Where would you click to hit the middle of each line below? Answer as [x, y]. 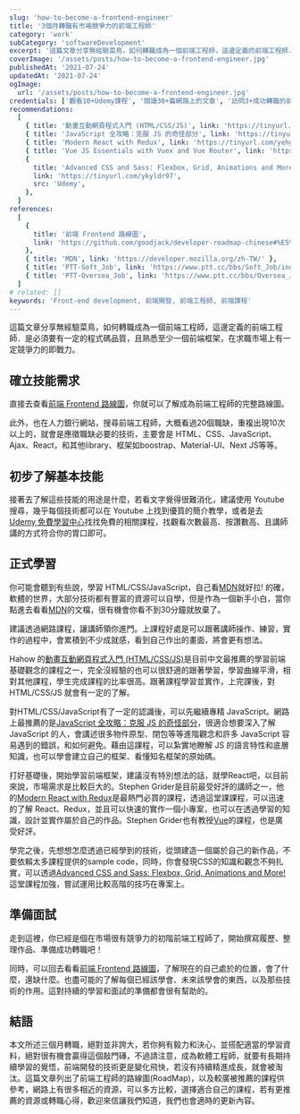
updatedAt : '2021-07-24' [55, 76]
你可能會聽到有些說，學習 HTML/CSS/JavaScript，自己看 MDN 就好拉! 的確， [149, 587]
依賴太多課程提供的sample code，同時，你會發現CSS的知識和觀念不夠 [146, 861]
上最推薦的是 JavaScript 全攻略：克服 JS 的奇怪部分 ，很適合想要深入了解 [143, 723]
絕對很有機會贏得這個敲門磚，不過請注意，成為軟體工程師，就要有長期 [154, 1056]
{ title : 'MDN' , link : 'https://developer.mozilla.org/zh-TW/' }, [151, 259]
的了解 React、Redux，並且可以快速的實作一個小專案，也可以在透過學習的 [146, 809]
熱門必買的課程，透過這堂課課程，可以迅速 [206, 797]
